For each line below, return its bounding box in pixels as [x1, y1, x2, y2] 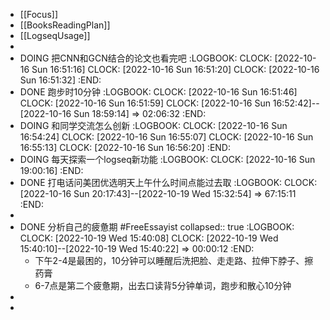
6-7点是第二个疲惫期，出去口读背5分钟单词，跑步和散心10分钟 [34, 280, 292, 291]
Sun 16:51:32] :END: [19, 74, 102, 86]
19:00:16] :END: [19, 165, 84, 176]
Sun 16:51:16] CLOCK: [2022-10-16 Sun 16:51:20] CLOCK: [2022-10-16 [31, 64, 320, 75]
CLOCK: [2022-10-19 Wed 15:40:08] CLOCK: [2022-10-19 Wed [19, 232, 279, 244]
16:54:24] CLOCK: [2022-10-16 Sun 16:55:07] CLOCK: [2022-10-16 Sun [19, 131, 314, 143]
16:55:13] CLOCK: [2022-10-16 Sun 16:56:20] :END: [19, 142, 232, 153]
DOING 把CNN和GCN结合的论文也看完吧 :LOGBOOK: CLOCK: [19, 52, 273, 64]
